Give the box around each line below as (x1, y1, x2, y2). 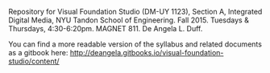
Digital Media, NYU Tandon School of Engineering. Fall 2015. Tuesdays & (8, 15, 250, 25)
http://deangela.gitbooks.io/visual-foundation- (69, 48, 224, 57)
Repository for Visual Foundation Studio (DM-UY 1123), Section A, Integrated (8, 7, 263, 16)
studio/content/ (8, 56, 60, 66)
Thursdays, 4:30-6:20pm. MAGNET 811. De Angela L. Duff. (8, 24, 203, 33)
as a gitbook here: (8, 48, 69, 57)
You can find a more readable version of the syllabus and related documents (8, 39, 262, 49)
